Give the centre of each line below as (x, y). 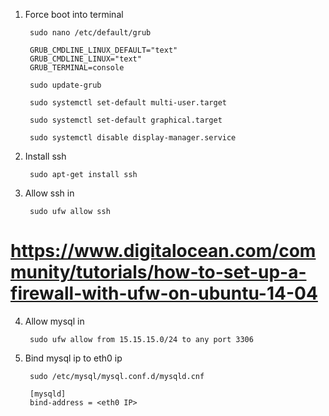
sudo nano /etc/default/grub (90, 33)
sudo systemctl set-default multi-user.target (128, 103)
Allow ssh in (49, 193)
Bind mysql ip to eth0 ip (73, 358)
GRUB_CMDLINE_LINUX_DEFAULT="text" (103, 50)
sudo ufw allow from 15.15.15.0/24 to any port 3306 (141, 339)
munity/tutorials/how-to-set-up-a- (158, 272)
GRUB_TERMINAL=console (77, 68)
